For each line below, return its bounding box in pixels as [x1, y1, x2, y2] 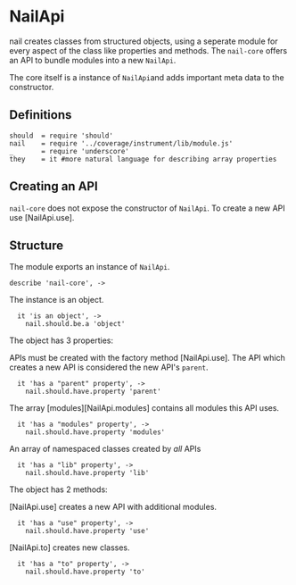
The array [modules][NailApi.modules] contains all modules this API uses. [9, 403, 279, 414]
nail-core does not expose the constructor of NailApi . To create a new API [9, 203, 285, 213]
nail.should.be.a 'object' [25, 320, 126, 329]
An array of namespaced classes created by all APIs [9, 444, 201, 455]
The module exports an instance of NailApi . [9, 262, 170, 272]
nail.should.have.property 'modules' [25, 428, 166, 437]
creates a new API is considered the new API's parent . [9, 362, 209, 372]
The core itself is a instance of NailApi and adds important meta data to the [9, 71, 284, 82]
